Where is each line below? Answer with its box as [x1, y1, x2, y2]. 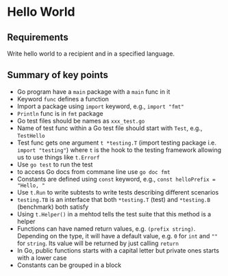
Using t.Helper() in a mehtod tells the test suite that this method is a [16, 210, 212, 218]
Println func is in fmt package [16, 109, 104, 117]
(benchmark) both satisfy [16, 203, 89, 211]
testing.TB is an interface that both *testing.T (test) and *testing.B [16, 195, 211, 203]
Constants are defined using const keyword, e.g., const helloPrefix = [16, 175, 216, 183]
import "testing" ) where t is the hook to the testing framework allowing [16, 145, 222, 154]
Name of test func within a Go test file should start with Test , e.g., [16, 124, 203, 132]
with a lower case [16, 253, 67, 262]
